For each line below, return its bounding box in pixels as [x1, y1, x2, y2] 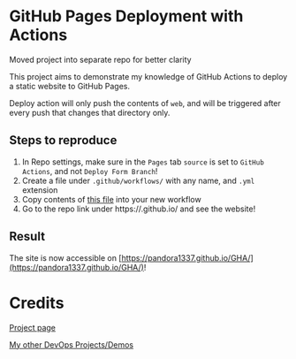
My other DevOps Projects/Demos [9, 339, 134, 350]
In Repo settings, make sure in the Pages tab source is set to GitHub [21, 157, 265, 167]
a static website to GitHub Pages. [9, 80, 131, 91]
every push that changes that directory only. [9, 107, 171, 118]
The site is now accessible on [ [9, 252, 122, 263]
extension [21, 184, 58, 195]
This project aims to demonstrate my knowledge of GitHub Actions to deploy [9, 71, 288, 81]
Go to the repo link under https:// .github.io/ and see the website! [21, 203, 256, 214]
